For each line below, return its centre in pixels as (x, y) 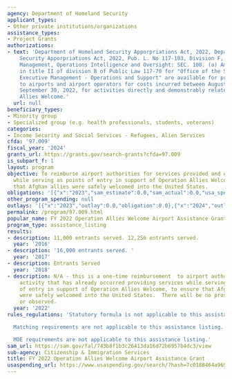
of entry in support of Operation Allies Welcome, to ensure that (117, 289)
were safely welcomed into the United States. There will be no (116, 296)
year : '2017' (32, 257)
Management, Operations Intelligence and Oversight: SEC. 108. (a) (118, 65)
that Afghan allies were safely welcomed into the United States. (111, 187)
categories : (24, 129)
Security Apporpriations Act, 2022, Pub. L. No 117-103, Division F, (122, 59)
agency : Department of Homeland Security (68, 13)
